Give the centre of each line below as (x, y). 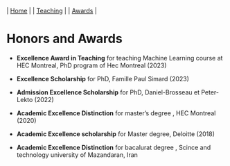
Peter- (210, 92)
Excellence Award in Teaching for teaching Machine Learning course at (120, 58)
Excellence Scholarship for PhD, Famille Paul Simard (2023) (103, 78)
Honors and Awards (64, 39)
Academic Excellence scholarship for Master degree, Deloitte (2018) (116, 134)
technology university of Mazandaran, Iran (77, 155)
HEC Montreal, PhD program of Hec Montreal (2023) (91, 65)
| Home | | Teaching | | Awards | (52, 11)
